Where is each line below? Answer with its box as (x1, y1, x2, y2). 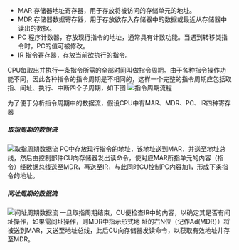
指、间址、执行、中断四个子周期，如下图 (7, 84, 126, 92)
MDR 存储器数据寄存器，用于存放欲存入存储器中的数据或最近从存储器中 (17, 15, 228, 24)
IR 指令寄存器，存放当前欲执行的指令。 (17, 51, 132, 59)
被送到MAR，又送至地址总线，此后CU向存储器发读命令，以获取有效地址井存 (7, 226, 230, 234)
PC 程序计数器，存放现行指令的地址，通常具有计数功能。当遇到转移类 (17, 33, 222, 41)
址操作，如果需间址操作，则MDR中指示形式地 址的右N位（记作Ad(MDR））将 (7, 217, 230, 226)
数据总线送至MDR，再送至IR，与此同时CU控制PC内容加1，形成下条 (26, 162, 223, 171)
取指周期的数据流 (7, 125, 58, 134)
